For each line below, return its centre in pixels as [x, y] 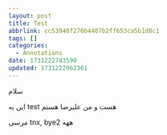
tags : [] [23, 38]
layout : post [30, 16]
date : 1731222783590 [43, 61]
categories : [28, 46]
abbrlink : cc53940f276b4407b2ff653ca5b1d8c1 [84, 31]
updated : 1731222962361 [48, 68]
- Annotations [39, 53]
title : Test [28, 23]
